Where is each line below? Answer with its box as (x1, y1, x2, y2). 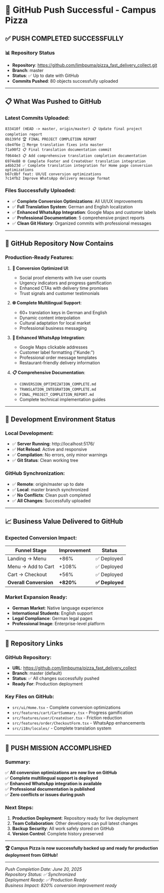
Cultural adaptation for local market (19, 320, 91, 326)
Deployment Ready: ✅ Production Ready (5, 877, 87, 883)
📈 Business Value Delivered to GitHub (5, 517, 123, 526)
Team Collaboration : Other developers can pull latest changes (12, 821, 138, 826)
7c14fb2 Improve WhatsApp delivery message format (5, 176, 110, 181)
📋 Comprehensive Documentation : (12, 369, 85, 375)
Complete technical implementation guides (19, 396, 106, 402)
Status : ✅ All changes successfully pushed (12, 675, 100, 682)
